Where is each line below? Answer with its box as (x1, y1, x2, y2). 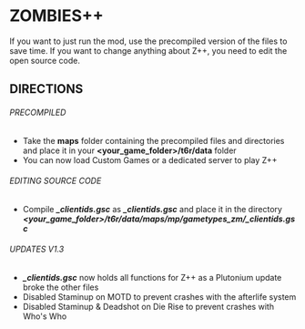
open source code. (9, 55, 80, 66)
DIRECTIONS (9, 81, 84, 97)
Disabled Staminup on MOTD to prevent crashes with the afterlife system (22, 291, 297, 302)
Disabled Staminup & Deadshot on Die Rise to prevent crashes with (22, 301, 275, 312)
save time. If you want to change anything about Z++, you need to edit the (9, 45, 288, 56)
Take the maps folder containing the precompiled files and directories (22, 135, 285, 146)
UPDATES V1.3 (9, 243, 65, 255)
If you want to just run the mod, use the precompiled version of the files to (9, 36, 288, 46)
